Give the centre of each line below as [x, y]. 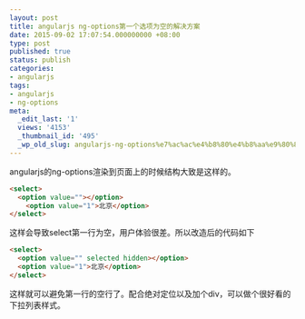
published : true [40, 52]
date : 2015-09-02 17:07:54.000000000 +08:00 [95, 35]
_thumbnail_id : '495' [59, 136]
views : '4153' [44, 128]
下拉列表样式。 [37, 304]
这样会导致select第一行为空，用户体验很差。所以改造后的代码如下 [132, 233]
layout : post [34, 18]
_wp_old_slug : [44, 145]
